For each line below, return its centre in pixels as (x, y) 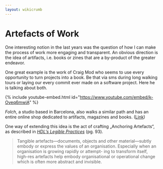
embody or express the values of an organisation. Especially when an (87, 146)
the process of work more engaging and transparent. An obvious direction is (81, 52)
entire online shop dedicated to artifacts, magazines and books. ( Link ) (75, 117)
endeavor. (15, 63)
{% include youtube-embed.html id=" (43, 97)
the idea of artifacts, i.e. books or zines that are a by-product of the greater (80, 57)
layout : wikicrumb (24, 9)
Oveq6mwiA (17, 102)
